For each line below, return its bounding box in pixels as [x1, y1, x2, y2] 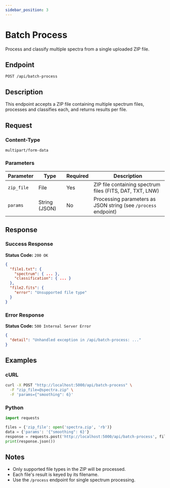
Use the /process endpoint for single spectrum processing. [12, 477, 136, 483]
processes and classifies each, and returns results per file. [5, 107, 127, 113]
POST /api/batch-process [5, 74, 58, 79]
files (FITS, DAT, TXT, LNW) [93, 188, 159, 195]
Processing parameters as [93, 196, 156, 203]
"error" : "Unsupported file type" [14, 290, 87, 295]
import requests [5, 416, 39, 421]
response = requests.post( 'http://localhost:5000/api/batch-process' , [5, 434, 157, 439]
